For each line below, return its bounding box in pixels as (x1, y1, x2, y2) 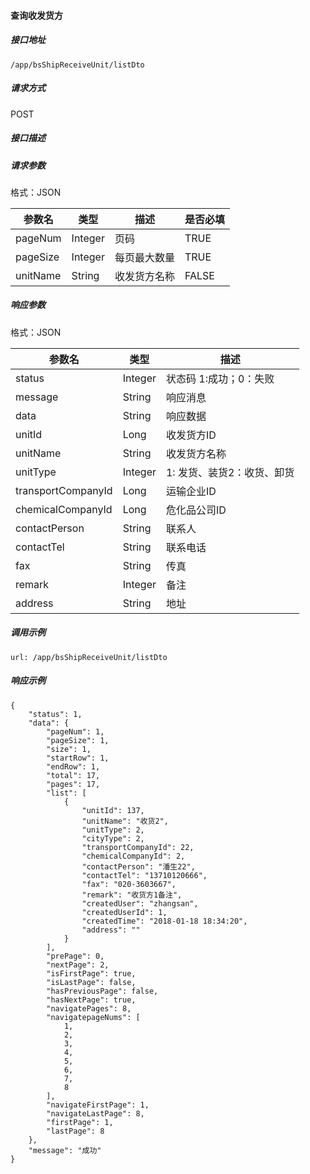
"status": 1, (28, 709, 83, 719)
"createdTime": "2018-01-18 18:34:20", (81, 916, 248, 926)
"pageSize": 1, (46, 735, 110, 745)
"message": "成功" (28, 1145, 102, 1155)
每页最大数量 (114, 250, 175, 264)
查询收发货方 (10, 9, 63, 21)
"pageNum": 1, (46, 726, 105, 737)
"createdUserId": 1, (81, 907, 168, 917)
